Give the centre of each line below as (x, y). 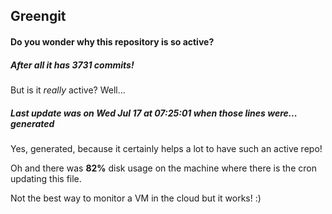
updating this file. (46, 178)
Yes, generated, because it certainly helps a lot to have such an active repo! (166, 148)
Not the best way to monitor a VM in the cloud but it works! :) (136, 198)
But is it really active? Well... (68, 90)
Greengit (38, 16)
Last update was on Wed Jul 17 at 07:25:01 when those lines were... (154, 113)
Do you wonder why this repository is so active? (112, 41)
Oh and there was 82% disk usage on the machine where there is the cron (163, 168)
